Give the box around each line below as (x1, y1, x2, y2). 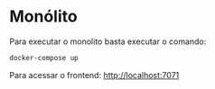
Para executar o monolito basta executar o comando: (9, 36, 207, 47)
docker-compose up (9, 53, 79, 62)
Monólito (9, 6, 79, 27)
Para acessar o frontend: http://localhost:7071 (9, 69, 180, 80)
